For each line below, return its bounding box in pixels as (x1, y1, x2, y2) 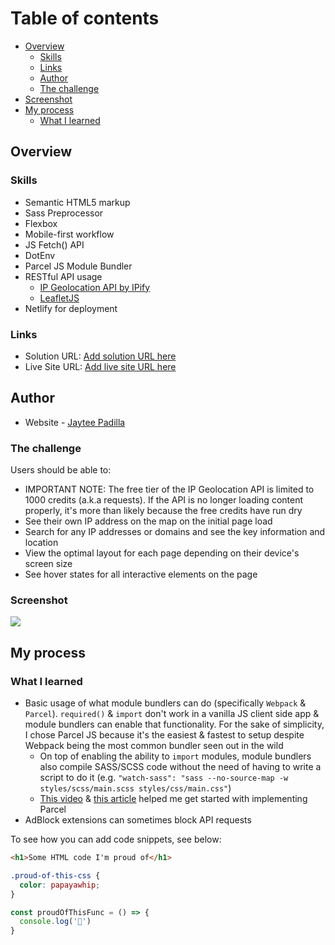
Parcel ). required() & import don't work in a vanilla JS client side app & (24, 708, 320, 720)
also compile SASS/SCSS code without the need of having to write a (39, 761, 322, 773)
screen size (24, 558, 73, 570)
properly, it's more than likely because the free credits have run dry (24, 505, 303, 517)
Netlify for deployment (24, 302, 118, 314)
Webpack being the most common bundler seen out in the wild (24, 740, 284, 752)
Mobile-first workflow (24, 228, 115, 240)
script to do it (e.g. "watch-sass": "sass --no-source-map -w (39, 772, 289, 784)
